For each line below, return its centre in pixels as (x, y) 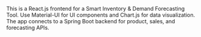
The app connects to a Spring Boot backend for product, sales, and (91, 21)
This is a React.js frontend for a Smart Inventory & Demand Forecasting (96, 9)
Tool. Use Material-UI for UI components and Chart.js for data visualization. (101, 15)
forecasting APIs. (28, 27)
